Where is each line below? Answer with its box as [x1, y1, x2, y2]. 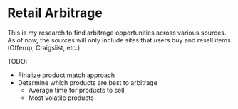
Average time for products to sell [28, 86, 125, 94]
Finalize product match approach [17, 71, 115, 79]
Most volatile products [28, 93, 94, 102]
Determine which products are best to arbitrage [17, 78, 158, 86]
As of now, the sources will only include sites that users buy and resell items [7, 35, 232, 44]
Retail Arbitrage [7, 5, 103, 21]
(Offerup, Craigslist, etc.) [7, 43, 81, 52]
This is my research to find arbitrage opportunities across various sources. [7, 28, 227, 37]
